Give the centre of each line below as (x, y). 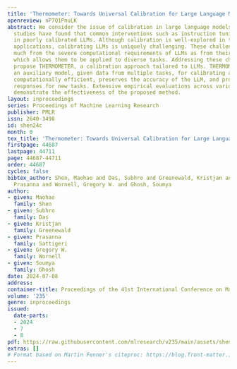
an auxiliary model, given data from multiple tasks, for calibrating (120, 73)
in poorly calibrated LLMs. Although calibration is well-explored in (120, 40)
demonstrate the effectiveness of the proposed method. (97, 92)
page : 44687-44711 (34, 158)
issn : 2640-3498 (31, 119)
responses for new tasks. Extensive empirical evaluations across (113, 86)
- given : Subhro (31, 211)
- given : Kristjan (34, 224)
